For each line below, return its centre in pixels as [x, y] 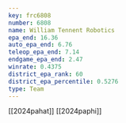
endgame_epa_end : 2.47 [46, 60]
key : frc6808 [30, 15]
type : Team [26, 89]
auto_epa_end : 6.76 [40, 45]
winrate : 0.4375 [35, 67]
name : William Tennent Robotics [61, 30]
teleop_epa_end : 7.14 [44, 52]
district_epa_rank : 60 [46, 74]
